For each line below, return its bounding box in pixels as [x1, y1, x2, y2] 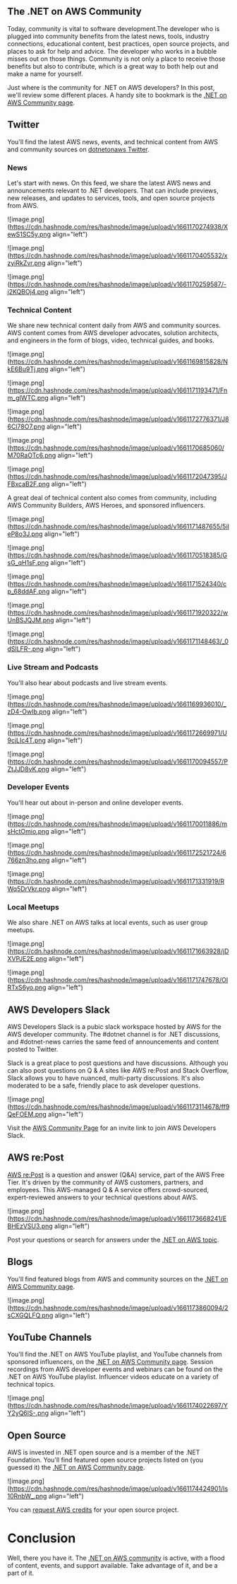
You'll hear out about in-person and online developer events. [7, 798, 183, 807]
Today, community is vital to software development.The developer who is [7, 24, 220, 33]
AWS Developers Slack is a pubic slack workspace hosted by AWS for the [7, 1022, 221, 1031]
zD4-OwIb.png [7, 707, 51, 716]
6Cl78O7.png [7, 422, 46, 431]
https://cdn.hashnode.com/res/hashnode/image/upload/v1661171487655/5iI [9, 523, 230, 531]
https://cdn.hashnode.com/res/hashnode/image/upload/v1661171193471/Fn [9, 386, 228, 395]
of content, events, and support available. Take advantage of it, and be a [7, 1561, 218, 1570]
